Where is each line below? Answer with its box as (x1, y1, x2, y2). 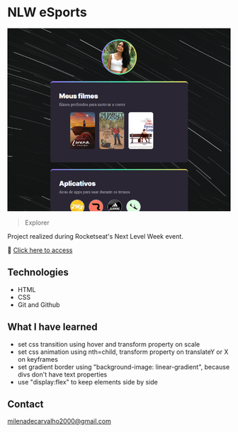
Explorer (24, 218, 50, 227)
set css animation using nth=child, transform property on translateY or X (17, 347, 229, 356)
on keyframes (17, 355, 58, 363)
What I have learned (7, 321, 98, 333)
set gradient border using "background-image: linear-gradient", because (17, 362, 230, 371)
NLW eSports (7, 4, 87, 21)
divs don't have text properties (17, 370, 108, 379)
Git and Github (17, 300, 60, 309)
